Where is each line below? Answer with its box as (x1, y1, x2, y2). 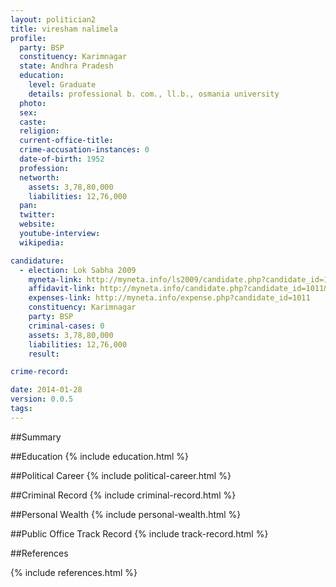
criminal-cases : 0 (28, 321, 105, 331)
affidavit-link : (28, 284, 97, 294)
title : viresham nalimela (10, 24, 118, 34)
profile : (10, 33, 47, 43)
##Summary (10, 431, 62, 443)
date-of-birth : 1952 (19, 154, 105, 164)
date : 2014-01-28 (10, 385, 83, 395)
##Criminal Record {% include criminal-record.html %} (10, 489, 237, 501)
